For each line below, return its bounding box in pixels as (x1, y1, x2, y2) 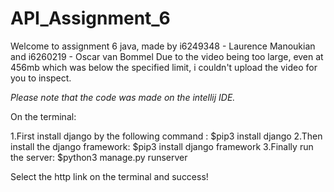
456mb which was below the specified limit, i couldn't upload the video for (10, 61, 318, 73)
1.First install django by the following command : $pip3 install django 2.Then (10, 130, 323, 142)
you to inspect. (10, 72, 72, 84)
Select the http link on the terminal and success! (10, 170, 209, 182)
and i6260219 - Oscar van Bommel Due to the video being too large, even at (10, 50, 324, 62)
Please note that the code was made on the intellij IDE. (10, 91, 236, 103)
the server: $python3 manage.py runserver (10, 151, 188, 163)
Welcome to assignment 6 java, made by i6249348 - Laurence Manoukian (10, 40, 316, 52)
